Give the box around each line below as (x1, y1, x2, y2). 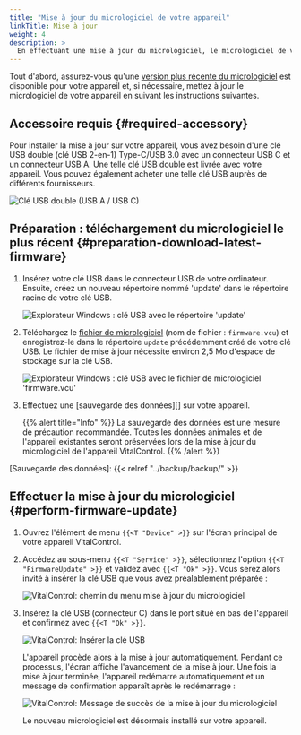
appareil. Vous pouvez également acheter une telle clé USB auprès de (9, 168, 267, 179)
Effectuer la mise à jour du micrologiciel (9, 489, 236, 505)
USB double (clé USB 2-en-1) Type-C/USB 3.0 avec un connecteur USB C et (9, 149, 291, 160)
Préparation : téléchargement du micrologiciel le (9, 221, 284, 237)
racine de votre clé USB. (21, 292, 113, 303)
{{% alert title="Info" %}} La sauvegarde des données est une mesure (21, 417, 281, 428)
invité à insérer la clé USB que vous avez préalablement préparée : (21, 573, 269, 584)
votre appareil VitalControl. (21, 536, 122, 547)
